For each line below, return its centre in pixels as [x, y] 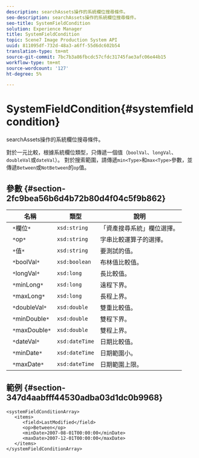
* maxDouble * [32, 330]
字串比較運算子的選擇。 [134, 240]
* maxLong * [29, 296]
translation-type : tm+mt [38, 51]
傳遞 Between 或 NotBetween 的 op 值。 [48, 168]
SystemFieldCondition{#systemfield [100, 109]
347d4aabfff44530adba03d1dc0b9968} [85, 398]
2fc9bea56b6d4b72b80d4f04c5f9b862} [86, 198]
